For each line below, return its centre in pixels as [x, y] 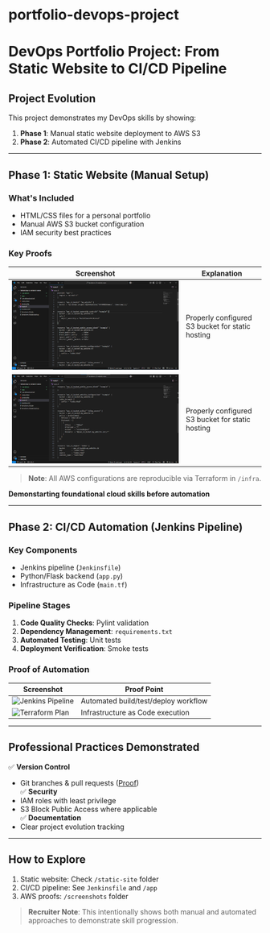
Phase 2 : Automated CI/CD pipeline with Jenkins [100, 142]
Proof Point [144, 689]
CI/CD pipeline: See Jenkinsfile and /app [89, 887]
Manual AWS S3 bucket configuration [82, 224]
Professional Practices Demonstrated [104, 747]
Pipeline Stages [39, 605]
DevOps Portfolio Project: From [114, 52]
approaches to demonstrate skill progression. [103, 920]
